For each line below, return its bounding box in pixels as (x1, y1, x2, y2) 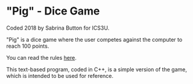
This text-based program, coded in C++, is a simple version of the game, (6, 65, 187, 73)
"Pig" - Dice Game (6, 4, 100, 18)
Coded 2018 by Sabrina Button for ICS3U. (6, 24, 110, 31)
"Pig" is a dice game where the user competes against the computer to (6, 36, 183, 43)
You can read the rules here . (6, 54, 77, 61)
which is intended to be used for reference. (6, 72, 113, 79)
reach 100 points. (6, 42, 49, 50)
